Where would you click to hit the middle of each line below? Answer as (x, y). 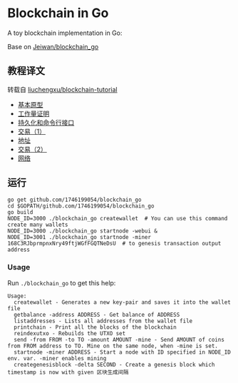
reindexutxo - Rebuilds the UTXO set (70, 333)
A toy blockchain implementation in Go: (65, 33)
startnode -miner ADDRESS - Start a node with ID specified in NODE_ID (123, 352)
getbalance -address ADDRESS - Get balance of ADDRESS (97, 315)
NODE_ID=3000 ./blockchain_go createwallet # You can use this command (118, 218)
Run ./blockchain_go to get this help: (62, 282)
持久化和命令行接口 (46, 122)
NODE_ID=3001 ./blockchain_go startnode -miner (79, 237)
